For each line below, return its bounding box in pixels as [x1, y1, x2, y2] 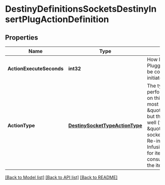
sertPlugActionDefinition [5, 14, 109, 25]
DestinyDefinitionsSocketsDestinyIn [5, 3, 157, 15]
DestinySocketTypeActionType [68, 122, 142, 129]
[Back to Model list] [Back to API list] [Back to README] [5, 175, 118, 180]
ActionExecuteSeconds [7, 65, 64, 72]
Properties [5, 33, 38, 42]
